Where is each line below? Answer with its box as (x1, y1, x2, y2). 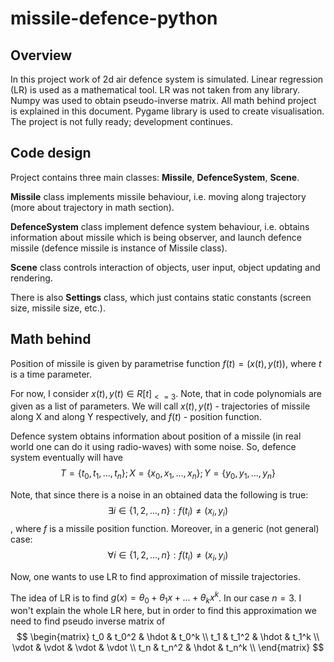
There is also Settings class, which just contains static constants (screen (10, 291, 312, 303)
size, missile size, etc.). (10, 302, 106, 314)
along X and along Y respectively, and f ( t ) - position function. (10, 411, 262, 423)
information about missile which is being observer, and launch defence (10, 231, 302, 243)
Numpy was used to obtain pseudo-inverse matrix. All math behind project (10, 95, 317, 106)
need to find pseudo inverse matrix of (10, 615, 166, 627)
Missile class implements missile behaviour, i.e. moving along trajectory (10, 190, 307, 202)
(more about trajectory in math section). (10, 201, 175, 213)
